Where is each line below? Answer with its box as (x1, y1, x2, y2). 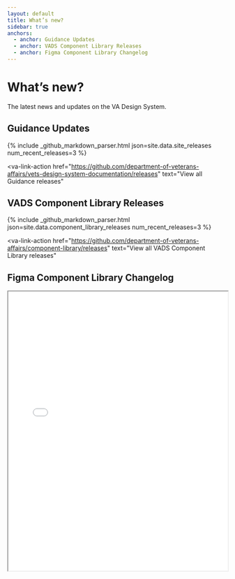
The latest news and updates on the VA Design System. (7, 102, 167, 110)
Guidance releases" (7, 177, 64, 185)
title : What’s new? (7, 17, 64, 24)
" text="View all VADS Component (107, 244, 206, 252)
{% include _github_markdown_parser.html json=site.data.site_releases (7, 141, 212, 149)
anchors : (7, 29, 33, 37)
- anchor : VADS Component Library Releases (13, 43, 142, 50)
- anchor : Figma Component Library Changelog (13, 50, 149, 57)
